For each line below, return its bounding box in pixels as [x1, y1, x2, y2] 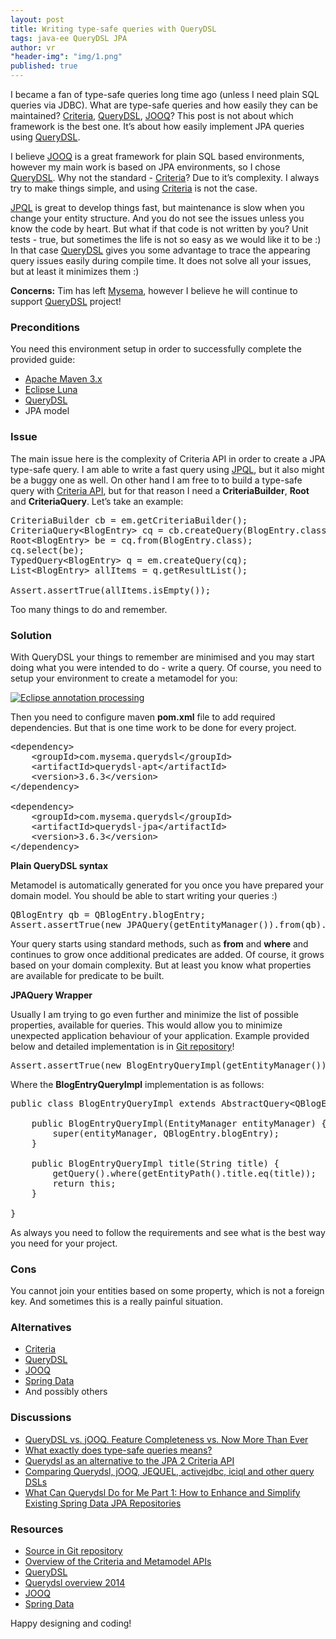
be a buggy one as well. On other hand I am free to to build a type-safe [10, 474, 303, 486]
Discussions [10, 1411, 72, 1425]
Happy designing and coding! [10, 1617, 132, 1630]
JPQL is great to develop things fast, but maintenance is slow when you [10, 202, 305, 213]
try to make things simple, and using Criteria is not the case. [10, 182, 258, 194]
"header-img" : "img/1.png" [10, 52, 123, 62]
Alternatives [10, 1321, 72, 1335]
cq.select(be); [10, 544, 85, 556]
